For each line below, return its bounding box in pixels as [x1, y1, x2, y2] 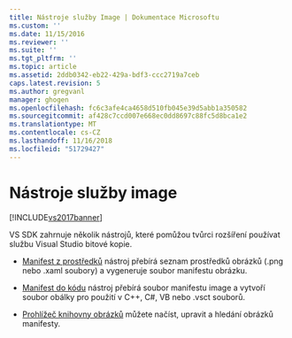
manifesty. [21, 318, 61, 328]
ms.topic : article [9, 63, 77, 72]
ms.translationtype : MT [9, 120, 97, 129]
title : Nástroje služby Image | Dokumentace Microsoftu [9, 12, 219, 22]
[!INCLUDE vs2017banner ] [9, 211, 104, 222]
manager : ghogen [9, 95, 69, 104]
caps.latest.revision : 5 [9, 79, 101, 88]
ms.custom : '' [9, 21, 62, 30]
